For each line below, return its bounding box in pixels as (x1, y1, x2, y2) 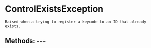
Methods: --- (5, 37, 46, 45)
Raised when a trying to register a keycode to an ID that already (5, 19, 147, 24)
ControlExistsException (5, 3, 104, 15)
